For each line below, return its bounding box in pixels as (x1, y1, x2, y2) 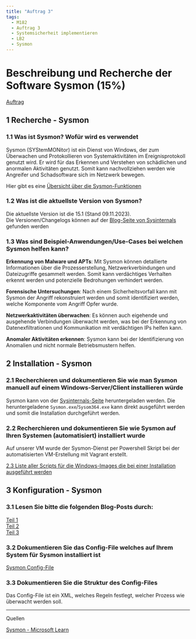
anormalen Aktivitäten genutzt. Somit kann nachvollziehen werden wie (6, 165, 175, 172)
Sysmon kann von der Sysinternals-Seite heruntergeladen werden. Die (6, 397, 176, 404)
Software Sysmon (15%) (6, 79, 126, 93)
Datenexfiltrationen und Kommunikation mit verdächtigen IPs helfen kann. (6, 324, 183, 332)
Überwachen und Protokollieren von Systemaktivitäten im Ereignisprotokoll (6, 152, 185, 159)
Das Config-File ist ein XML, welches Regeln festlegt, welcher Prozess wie (6, 592, 185, 599)
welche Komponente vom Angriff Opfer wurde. (6, 300, 118, 307)
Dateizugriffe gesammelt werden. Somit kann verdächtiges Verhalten (6, 271, 172, 278)
